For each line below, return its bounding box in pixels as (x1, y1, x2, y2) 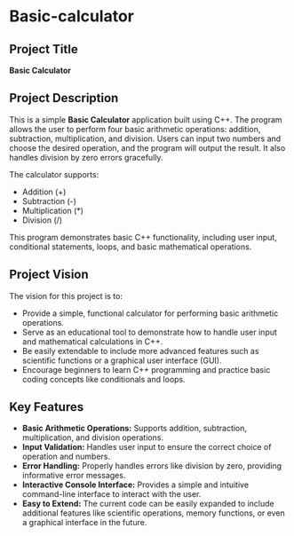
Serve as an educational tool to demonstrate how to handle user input (21, 327, 278, 337)
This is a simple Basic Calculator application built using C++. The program (9, 114, 282, 125)
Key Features (9, 399, 84, 414)
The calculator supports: (9, 169, 99, 179)
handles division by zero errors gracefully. (9, 152, 163, 162)
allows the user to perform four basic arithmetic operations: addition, (9, 123, 261, 134)
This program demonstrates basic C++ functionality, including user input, (9, 232, 277, 242)
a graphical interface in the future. (21, 517, 147, 528)
